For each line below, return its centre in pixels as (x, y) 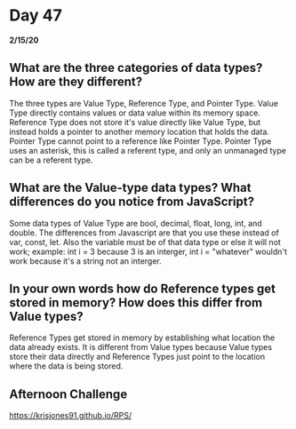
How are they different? (76, 82)
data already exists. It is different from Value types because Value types (141, 347)
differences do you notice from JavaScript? (132, 202)
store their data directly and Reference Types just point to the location (137, 357)
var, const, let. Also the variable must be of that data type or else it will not (145, 242)
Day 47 (36, 16)
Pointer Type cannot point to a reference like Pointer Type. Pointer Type (140, 141)
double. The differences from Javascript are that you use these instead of (144, 233)
